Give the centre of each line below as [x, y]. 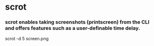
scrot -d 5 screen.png [27, 39]
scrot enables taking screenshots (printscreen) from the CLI [77, 22]
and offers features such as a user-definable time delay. [73, 28]
